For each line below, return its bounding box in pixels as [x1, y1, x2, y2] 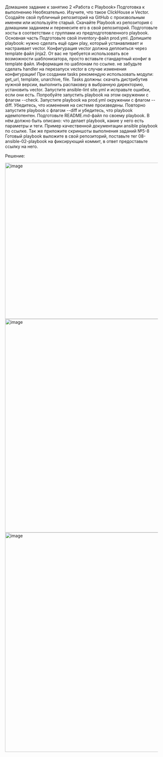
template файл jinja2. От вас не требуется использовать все [5, 51, 129, 56]
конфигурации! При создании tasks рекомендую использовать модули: [5, 71, 154, 77]
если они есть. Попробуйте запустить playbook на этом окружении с [5, 92, 149, 98]
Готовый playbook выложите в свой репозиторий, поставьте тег [5, 133, 137, 139]
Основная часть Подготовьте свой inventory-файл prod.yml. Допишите [5, 35, 152, 41]
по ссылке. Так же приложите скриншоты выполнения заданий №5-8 [5, 128, 149, 134]
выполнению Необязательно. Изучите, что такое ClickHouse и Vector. [5, 9, 149, 15]
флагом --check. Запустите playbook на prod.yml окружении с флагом [5, 97, 150, 103]
